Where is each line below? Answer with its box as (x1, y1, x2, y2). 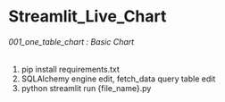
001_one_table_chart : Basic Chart (8, 36, 135, 47)
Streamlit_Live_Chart (8, 6, 167, 27)
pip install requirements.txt (21, 64, 120, 75)
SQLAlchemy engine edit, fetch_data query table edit (21, 73, 216, 84)
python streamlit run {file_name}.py (21, 83, 152, 94)
